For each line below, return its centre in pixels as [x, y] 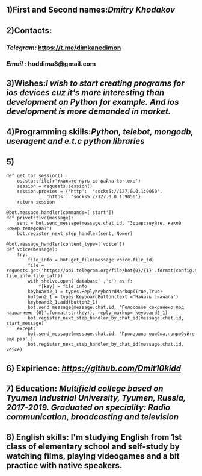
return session [36, 202]
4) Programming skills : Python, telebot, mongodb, [100, 132]
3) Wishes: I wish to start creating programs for [95, 83]
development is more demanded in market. [89, 112]
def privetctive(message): [40, 218]
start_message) [25, 324]
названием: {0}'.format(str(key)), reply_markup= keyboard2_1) [87, 313]
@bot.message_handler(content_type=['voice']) [66, 244]
